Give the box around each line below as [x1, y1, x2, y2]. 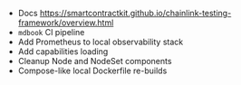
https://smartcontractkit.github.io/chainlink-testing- [39, 8, 232, 18]
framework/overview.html [17, 17, 114, 28]
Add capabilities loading [17, 46, 109, 57]
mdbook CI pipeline [17, 27, 85, 37]
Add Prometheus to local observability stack [17, 36, 184, 47]
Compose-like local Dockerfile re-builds [17, 65, 168, 76]
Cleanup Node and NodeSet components [17, 56, 172, 66]
